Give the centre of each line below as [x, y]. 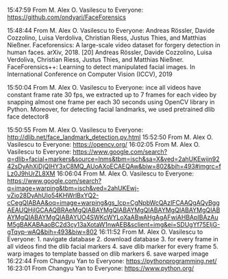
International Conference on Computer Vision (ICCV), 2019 [90, 74]
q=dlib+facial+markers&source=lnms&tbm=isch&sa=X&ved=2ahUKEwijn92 [114, 159]
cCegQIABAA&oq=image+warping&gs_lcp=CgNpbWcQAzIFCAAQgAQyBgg [114, 203]
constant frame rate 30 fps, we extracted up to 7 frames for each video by [112, 95]
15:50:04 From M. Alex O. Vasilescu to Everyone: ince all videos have [104, 87]
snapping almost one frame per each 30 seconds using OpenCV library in [111, 102]
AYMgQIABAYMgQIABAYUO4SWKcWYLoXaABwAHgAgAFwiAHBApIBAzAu [113, 217]
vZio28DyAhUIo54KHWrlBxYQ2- [53, 195]
